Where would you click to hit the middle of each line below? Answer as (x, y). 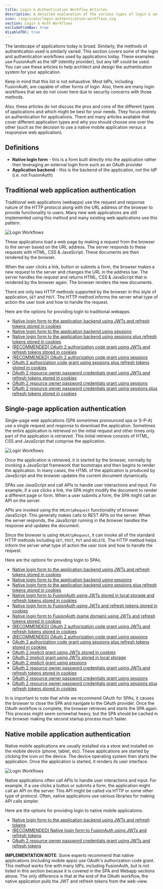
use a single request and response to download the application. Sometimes (80, 426)
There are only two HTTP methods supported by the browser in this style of (81, 292)
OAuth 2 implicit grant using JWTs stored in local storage (69, 658)
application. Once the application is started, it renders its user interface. (77, 762)
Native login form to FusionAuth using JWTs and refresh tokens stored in (85, 606)
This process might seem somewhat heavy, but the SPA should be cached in (81, 714)
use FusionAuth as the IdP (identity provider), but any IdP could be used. (78, 62)
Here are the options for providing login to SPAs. (53, 560)
